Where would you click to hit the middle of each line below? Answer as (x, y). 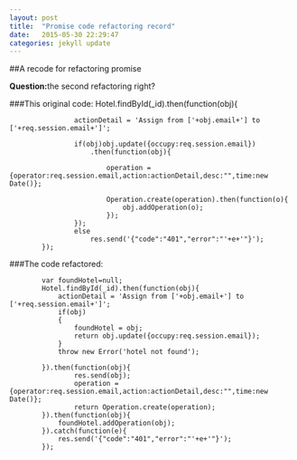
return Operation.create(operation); (145, 407)
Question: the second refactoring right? (83, 86)
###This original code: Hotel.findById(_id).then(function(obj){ (124, 104)
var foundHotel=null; (83, 281)
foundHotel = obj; (108, 328)
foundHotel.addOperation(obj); (116, 423)
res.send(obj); (102, 376)
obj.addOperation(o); (163, 208)
